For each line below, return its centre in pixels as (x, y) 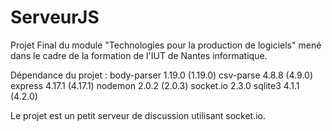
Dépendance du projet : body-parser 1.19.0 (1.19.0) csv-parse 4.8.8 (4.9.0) (162, 75)
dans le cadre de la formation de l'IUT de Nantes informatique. (139, 55)
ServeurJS (55, 17)
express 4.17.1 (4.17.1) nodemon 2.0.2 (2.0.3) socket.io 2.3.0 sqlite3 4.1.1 (155, 85)
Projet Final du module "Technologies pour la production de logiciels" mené (166, 45)
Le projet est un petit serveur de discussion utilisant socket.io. (138, 115)
